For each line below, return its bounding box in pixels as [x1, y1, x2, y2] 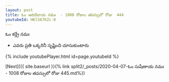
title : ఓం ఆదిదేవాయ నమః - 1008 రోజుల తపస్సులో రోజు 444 [5, 12, 124, 17]
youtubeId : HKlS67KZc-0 [5, 17, 56, 22]
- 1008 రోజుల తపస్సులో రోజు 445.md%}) [5, 70, 86, 76]
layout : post [5, 7, 33, 13]
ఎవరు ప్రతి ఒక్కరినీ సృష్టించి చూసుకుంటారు [12, 42, 89, 49]
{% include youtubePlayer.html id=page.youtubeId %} [5, 53, 119, 59]
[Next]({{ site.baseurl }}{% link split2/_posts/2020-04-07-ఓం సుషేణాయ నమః [5, 64, 164, 70]
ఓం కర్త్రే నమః [5, 31, 30, 37]
